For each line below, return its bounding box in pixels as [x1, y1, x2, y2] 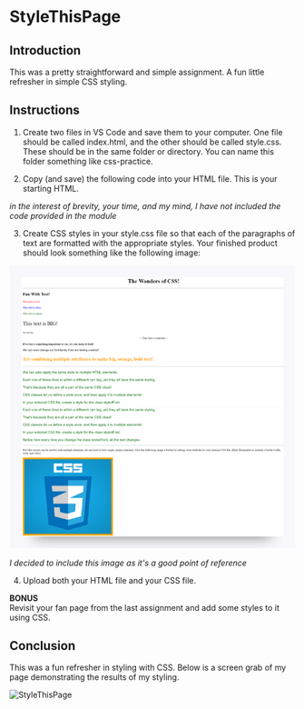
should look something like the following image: [22, 247, 201, 258]
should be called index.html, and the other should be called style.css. [22, 136, 282, 147]
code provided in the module [9, 210, 117, 221]
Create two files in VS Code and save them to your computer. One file [22, 126, 283, 137]
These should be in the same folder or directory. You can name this [22, 145, 275, 156]
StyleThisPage [9, 6, 122, 27]
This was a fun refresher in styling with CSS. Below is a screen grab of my [9, 662, 287, 674]
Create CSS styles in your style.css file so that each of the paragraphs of [22, 227, 296, 238]
